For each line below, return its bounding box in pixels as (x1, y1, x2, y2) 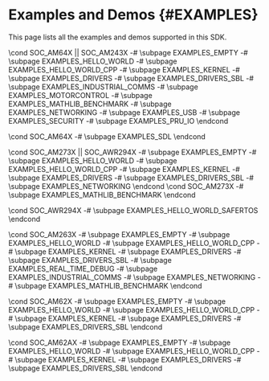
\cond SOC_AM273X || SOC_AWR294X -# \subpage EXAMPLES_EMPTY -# (8, 147, 257, 157)
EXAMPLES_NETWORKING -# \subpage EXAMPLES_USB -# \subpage (8, 107, 241, 117)
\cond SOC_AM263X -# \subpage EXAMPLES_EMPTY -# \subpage (8, 229, 230, 239)
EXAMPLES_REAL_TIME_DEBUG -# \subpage (8, 264, 158, 273)
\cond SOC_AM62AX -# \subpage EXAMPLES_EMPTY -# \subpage (8, 338, 231, 347)
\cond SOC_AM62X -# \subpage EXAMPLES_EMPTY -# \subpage (8, 296, 226, 306)
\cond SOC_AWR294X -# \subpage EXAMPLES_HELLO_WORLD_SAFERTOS (8, 205, 259, 215)
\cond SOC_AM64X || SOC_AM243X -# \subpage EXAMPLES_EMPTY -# (8, 47, 249, 57)
